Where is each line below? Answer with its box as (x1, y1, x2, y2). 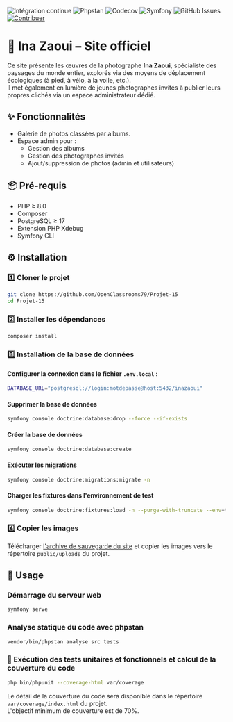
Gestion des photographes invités (27, 151, 125, 160)
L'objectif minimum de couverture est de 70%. (7, 706, 139, 715)
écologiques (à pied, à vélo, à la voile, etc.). (7, 76, 132, 84)
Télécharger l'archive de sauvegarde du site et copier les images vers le (7, 542, 213, 550)
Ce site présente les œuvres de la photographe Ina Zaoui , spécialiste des (7, 61, 217, 69)
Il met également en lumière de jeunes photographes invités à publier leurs (7, 83, 221, 92)
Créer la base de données (7, 430, 83, 438)
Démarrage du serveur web (7, 591, 102, 600)
